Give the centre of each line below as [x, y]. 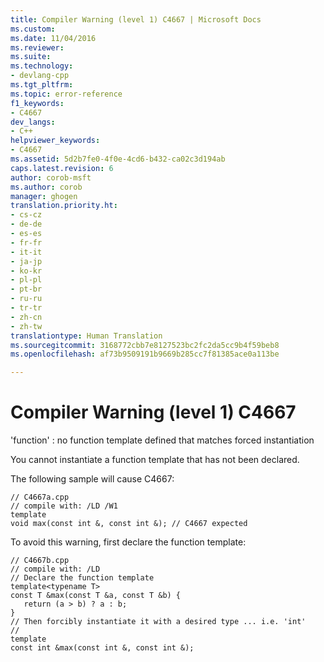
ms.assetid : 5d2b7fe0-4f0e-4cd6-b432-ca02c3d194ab [118, 159]
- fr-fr [26, 242]
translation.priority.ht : [64, 206]
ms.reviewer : [37, 47]
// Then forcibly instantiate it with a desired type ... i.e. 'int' [158, 622]
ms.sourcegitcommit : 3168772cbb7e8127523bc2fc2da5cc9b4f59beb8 [145, 345]
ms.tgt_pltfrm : [42, 85]
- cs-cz [26, 215]
